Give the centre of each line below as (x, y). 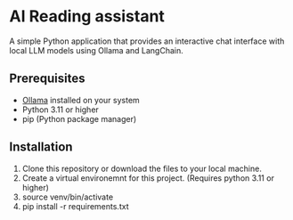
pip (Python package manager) (79, 118)
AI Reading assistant (87, 16)
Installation (41, 147)
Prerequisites (47, 79)
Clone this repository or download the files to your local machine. (142, 168)
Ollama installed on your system (81, 100)
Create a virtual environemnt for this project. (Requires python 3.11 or (148, 178)
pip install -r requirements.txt (75, 206)
